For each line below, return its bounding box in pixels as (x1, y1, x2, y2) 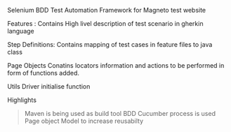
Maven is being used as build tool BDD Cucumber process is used (24, 110, 216, 117)
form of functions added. (7, 69, 79, 77)
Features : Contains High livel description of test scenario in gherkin (7, 20, 204, 27)
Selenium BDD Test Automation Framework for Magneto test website (7, 6, 206, 14)
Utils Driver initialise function (7, 82, 91, 90)
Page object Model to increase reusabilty (24, 117, 144, 125)
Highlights (7, 96, 37, 104)
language (7, 27, 34, 35)
